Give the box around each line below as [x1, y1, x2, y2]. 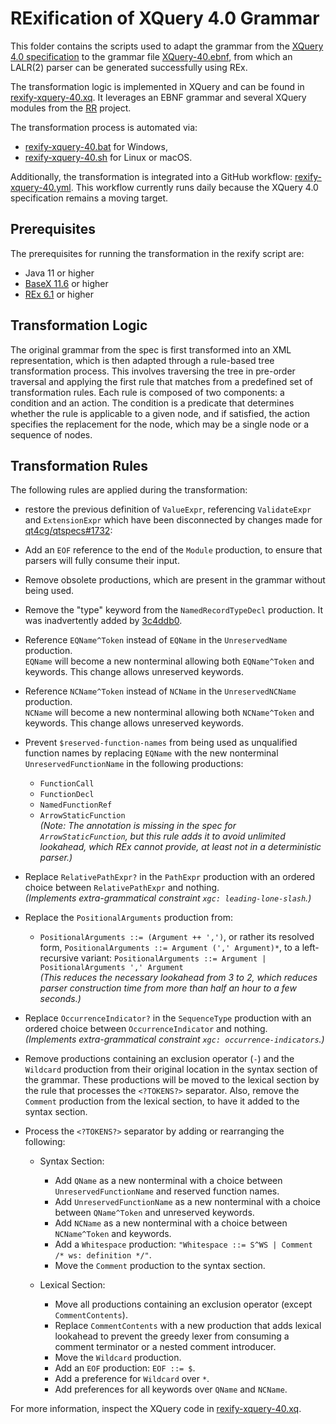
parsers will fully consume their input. [24, 555, 180, 567]
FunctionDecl [39, 790, 95, 800]
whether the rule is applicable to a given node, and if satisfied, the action [10, 407, 311, 419]
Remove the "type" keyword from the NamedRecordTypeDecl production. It [24, 604, 324, 616]
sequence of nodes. [10, 428, 93, 441]
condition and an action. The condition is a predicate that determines [10, 397, 295, 409]
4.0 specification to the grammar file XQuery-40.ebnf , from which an [10, 50, 293, 62]
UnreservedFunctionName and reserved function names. [54, 1185, 280, 1197]
